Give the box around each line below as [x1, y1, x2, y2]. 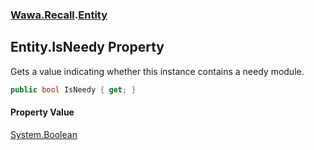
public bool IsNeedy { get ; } [10, 84, 137, 95]
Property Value [10, 106, 75, 118]
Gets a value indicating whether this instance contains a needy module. [10, 65, 305, 77]
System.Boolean [10, 128, 78, 140]
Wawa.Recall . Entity [10, 8, 108, 22]
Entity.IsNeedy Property [10, 39, 165, 56]
